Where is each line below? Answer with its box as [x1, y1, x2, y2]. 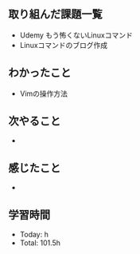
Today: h [19, 230, 49, 240]
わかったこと [8, 66, 72, 80]
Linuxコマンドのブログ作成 [19, 40, 108, 50]
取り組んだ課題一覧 [8, 7, 103, 22]
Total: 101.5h [19, 238, 61, 248]
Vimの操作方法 [19, 89, 68, 98]
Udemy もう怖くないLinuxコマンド [19, 30, 133, 40]
